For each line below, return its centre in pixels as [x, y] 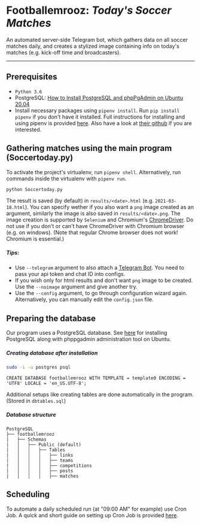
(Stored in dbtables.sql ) [36, 401]
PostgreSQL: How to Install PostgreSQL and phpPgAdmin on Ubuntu [99, 98]
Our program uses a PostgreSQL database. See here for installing [87, 333]
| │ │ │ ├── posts [40, 471]
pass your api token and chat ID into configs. [70, 274]
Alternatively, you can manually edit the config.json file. [84, 299]
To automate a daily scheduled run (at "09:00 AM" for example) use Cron [96, 509]
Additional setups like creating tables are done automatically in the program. [100, 394]
